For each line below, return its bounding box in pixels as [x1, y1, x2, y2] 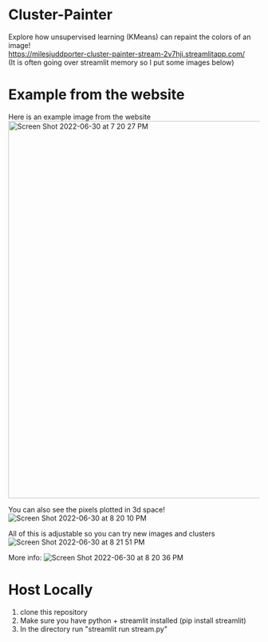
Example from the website [8, 86, 185, 104]
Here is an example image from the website [8, 112, 152, 122]
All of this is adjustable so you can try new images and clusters [8, 528, 215, 538]
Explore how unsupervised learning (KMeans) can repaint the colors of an [8, 32, 251, 42]
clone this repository [19, 607, 88, 616]
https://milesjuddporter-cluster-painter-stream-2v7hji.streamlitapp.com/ [8, 49, 246, 58]
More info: [8, 552, 42, 562]
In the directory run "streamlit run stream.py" [19, 624, 167, 633]
